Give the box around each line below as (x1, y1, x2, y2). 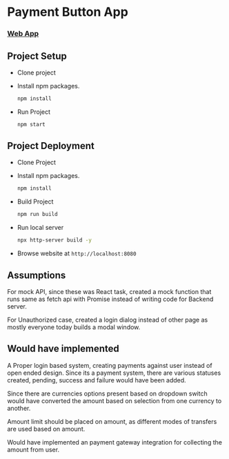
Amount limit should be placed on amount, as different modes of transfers (7, 417, 217, 425)
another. (7, 404, 31, 412)
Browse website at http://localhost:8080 (17, 249, 137, 257)
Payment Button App (7, 4, 129, 20)
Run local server (17, 224, 64, 232)
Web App (7, 29, 39, 39)
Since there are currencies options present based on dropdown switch (7, 389, 208, 398)
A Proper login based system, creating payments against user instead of (7, 361, 212, 369)
